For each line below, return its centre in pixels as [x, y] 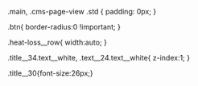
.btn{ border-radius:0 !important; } [64, 27]
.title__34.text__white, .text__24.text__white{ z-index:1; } [99, 58]
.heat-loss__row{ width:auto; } [58, 42]
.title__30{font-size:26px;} [50, 73]
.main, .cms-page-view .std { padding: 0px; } [82, 12]
